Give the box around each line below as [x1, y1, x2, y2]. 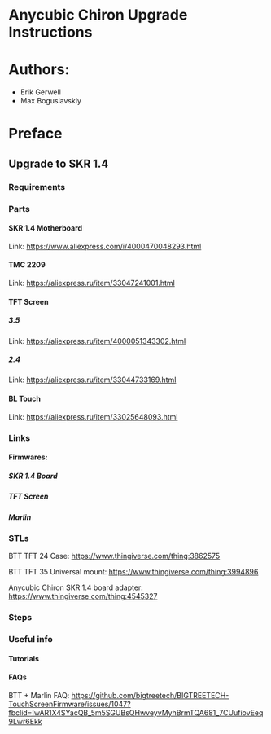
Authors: [8, 60, 70, 79]
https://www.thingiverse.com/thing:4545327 [8, 591, 158, 601]
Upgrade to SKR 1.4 [8, 156, 109, 170]
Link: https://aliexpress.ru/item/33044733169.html [8, 375, 177, 385]
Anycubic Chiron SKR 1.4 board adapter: [8, 582, 144, 592]
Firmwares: [8, 452, 48, 462]
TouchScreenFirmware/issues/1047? [8, 699, 132, 709]
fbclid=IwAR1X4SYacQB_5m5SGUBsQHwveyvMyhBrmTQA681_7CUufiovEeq [8, 707, 264, 718]
